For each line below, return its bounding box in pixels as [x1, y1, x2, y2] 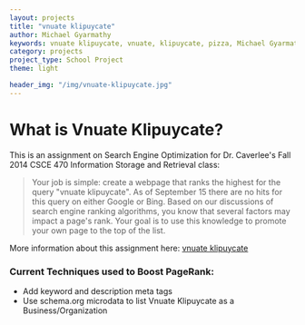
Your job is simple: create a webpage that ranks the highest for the [31, 176, 281, 187]
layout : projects [9, 13, 75, 23]
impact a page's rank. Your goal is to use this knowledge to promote [31, 215, 287, 226]
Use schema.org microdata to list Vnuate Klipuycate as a [22, 295, 234, 306]
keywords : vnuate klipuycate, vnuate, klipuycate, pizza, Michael [9, 38, 266, 48]
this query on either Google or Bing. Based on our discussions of [31, 196, 274, 207]
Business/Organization [22, 305, 108, 316]
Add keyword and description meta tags [22, 285, 172, 296]
